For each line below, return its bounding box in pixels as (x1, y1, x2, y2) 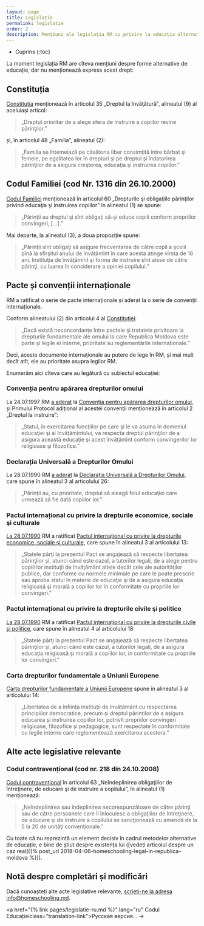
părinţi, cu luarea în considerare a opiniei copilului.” (21, 262, 150, 270)
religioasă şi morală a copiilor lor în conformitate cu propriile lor (21, 583, 180, 590)
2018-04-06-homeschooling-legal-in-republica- (60, 847, 182, 854)
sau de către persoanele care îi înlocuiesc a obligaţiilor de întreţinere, (21, 809, 194, 817)
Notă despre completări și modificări (6, 871, 148, 882)
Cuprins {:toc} (15, 48, 50, 55)
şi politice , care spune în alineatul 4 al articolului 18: (6, 625, 135, 632)
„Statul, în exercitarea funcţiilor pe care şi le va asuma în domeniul (21, 423, 187, 430)
